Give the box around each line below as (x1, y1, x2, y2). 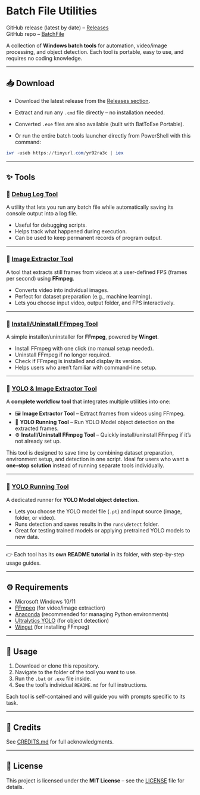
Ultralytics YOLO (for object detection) (14, 617, 109, 625)
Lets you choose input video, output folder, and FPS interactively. (14, 299, 175, 306)
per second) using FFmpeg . (6, 275, 74, 282)
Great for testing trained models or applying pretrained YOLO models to (14, 526, 190, 534)
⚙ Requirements (6, 582, 68, 592)
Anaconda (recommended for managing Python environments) (14, 611, 169, 618)
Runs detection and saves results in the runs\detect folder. (14, 520, 160, 528)
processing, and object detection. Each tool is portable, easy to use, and (6, 48, 184, 55)
